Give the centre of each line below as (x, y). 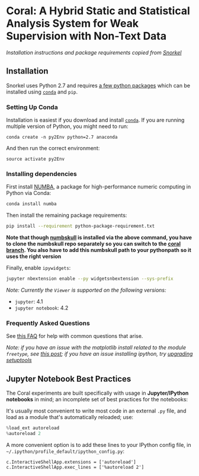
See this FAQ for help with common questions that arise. (75, 336)
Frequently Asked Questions (48, 323)
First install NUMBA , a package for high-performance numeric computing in (99, 187)
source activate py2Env (36, 159)
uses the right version (34, 257)
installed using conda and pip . (42, 92)
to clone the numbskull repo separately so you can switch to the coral (93, 244)
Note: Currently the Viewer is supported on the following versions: (86, 290)
